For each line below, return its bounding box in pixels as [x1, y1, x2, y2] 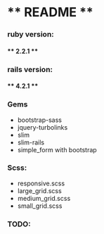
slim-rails [17, 138, 44, 147]
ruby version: [7, 30, 54, 39]
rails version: [7, 64, 53, 74]
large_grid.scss [17, 186, 62, 195]
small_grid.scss [17, 202, 63, 210]
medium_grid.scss [17, 194, 71, 202]
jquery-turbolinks [17, 123, 68, 131]
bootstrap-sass [17, 116, 62, 124]
